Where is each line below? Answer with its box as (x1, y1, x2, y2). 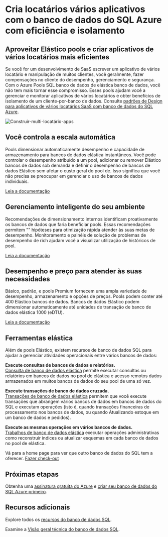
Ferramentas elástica (5, 334, 73, 342)
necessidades (5, 275, 50, 283)
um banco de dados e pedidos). (5, 414, 71, 420)
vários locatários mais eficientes (5, 53, 109, 61)
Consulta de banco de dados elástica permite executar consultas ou (5, 368, 146, 374)
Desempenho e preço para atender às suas (5, 267, 142, 276)
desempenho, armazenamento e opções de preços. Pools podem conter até (5, 293, 163, 299)
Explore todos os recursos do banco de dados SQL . (5, 516, 112, 522)
